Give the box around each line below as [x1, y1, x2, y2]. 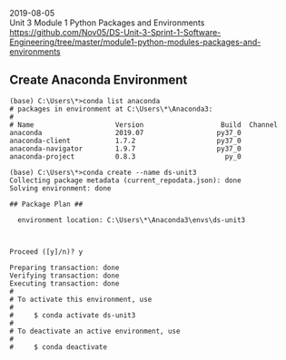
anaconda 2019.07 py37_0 [9, 128, 242, 137]
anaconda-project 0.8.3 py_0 [9, 151, 242, 161]
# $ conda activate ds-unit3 [9, 310, 136, 320]
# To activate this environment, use [9, 295, 153, 304]
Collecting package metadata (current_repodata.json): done [9, 176, 242, 185]
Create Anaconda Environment [9, 73, 188, 88]
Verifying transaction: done [9, 271, 120, 280]
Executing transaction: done [9, 278, 120, 288]
